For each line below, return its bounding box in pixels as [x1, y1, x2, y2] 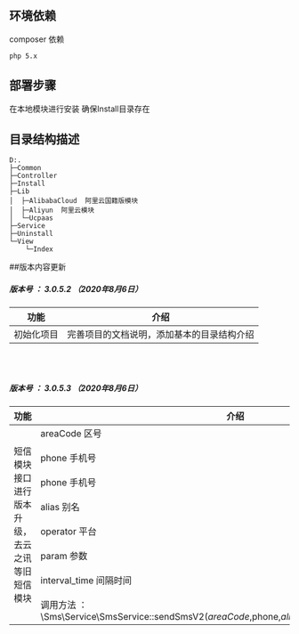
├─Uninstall [9, 230, 53, 239]
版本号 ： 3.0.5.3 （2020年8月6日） [9, 383, 143, 394]
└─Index [25, 245, 53, 254]
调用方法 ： [40, 599, 88, 612]
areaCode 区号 [40, 427, 102, 440]
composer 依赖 [9, 34, 65, 45]
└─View [9, 237, 34, 247]
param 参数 [40, 550, 88, 563]
